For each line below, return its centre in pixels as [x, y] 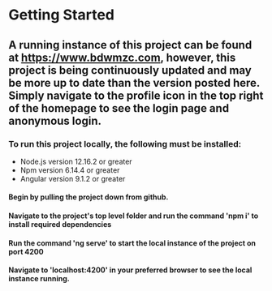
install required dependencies [60, 225]
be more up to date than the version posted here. [134, 83]
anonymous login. [55, 120]
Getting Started [62, 15]
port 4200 [26, 251]
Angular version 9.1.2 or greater [73, 178]
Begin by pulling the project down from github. [89, 197]
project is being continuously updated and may [130, 70]
